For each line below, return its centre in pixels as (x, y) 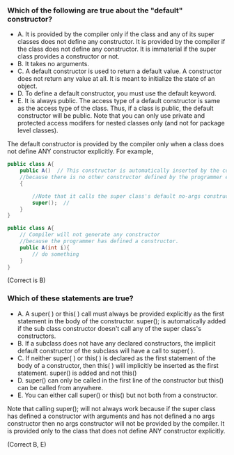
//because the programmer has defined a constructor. (99, 241)
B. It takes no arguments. (53, 64)
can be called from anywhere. (60, 387)
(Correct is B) (26, 280)
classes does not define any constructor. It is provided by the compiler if (121, 42)
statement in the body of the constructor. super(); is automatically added (122, 321)
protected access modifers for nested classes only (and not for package (121, 123)
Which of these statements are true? (70, 298)
